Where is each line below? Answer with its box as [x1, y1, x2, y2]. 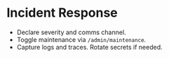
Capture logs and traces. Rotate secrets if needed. [16, 43, 163, 51]
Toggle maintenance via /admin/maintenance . [16, 35, 147, 43]
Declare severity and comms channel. [16, 28, 127, 36]
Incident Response [6, 5, 119, 21]
